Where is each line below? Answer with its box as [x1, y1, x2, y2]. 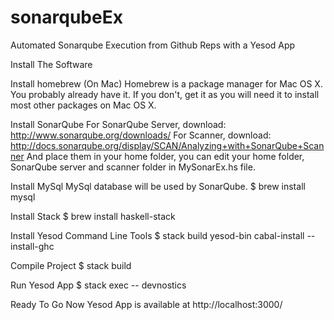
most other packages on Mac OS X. [10, 99, 157, 111]
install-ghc [10, 240, 55, 252]
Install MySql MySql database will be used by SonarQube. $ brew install [10, 180, 306, 192]
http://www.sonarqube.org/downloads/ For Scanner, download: [10, 129, 272, 141]
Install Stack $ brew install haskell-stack [10, 210, 176, 222]
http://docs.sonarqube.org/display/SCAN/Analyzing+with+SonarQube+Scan [10, 139, 325, 151]
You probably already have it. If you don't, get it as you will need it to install [10, 88, 320, 100]
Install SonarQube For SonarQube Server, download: [10, 118, 227, 130]
